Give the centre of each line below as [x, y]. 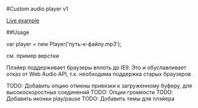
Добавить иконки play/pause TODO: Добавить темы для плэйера [90, 99]
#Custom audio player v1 [37, 9]
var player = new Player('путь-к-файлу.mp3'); [64, 44]
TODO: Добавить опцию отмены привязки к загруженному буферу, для [99, 86]
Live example [23, 20]
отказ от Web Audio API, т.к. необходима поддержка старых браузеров [99, 74]
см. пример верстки [33, 56]
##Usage [18, 32]
